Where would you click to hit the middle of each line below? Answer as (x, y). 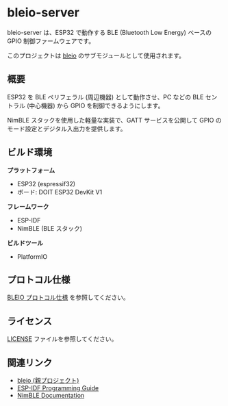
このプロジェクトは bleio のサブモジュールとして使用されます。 (96, 55)
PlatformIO (32, 256)
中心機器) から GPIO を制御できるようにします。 (97, 105)
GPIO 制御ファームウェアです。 (51, 41)
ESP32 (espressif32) (46, 183)
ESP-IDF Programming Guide (58, 388)
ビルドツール (25, 243)
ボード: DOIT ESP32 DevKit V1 (60, 192)
